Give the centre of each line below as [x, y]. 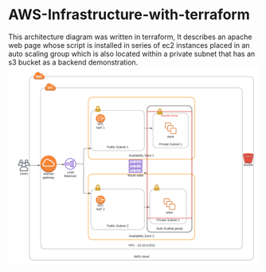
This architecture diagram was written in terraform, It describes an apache [130, 37]
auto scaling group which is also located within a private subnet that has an [132, 53]
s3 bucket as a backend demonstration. [73, 62]
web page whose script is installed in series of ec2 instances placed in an [129, 45]
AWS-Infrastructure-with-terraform [129, 15]
